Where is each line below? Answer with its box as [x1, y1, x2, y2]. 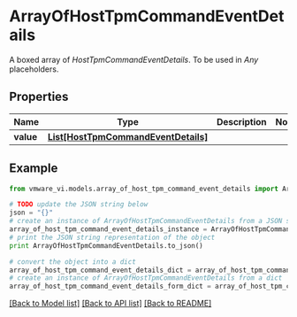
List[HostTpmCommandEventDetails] [47, 130, 209, 143]
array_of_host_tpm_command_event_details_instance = [9, 225, 208, 234]
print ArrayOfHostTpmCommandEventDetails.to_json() [9, 241, 203, 250]
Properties [9, 89, 69, 104]
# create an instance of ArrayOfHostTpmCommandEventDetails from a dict [9, 274, 283, 282]
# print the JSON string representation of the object [9, 233, 216, 242]
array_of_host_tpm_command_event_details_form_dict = [9, 282, 212, 291]
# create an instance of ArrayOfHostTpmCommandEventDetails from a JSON [9, 217, 283, 226]
